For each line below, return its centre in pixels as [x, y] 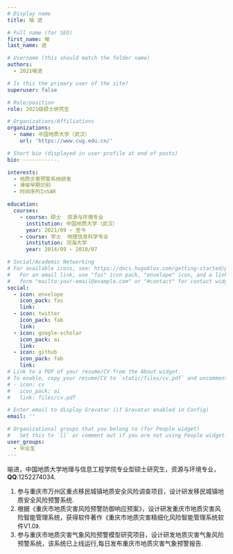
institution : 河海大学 [56, 243]
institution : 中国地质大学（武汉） [71, 224]
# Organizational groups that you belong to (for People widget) [103, 429]
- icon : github [35, 352]
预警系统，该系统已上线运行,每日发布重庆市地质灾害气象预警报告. [110, 543]
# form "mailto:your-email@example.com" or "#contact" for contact [110, 281]
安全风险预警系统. [49, 500]
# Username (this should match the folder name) [79, 58]
